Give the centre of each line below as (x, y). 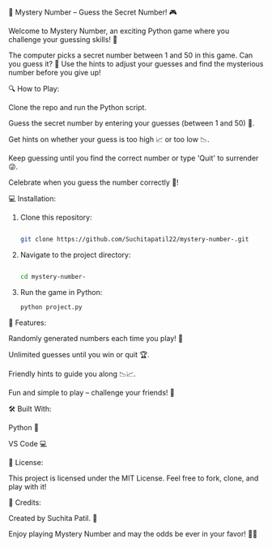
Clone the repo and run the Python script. (78, 107)
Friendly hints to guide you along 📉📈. (72, 374)
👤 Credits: (25, 502)
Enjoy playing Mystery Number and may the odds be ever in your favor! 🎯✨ (133, 533)
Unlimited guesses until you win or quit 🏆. (79, 354)
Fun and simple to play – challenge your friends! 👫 (92, 392)
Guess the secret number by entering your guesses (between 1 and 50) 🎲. (132, 123)
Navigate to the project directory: (75, 254)
